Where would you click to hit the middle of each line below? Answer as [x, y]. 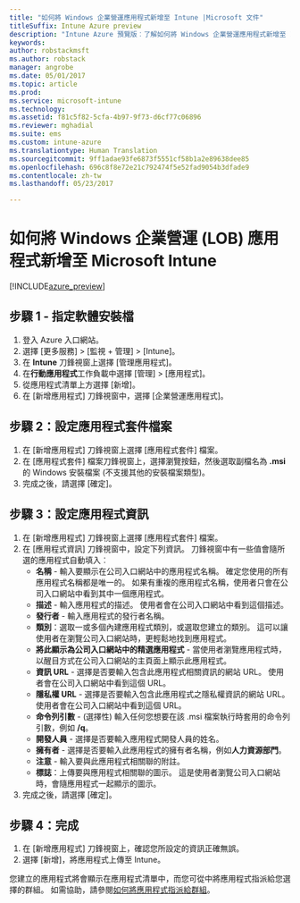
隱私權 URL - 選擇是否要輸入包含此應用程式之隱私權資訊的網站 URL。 [162, 694]
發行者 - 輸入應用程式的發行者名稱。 [102, 616]
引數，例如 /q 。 [64, 727]
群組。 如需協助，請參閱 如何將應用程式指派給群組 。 [120, 890]
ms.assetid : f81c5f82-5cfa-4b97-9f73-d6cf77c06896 [105, 117]
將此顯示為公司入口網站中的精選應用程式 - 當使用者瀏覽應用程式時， [161, 649]
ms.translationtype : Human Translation [83, 150]
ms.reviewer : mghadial [51, 126]
